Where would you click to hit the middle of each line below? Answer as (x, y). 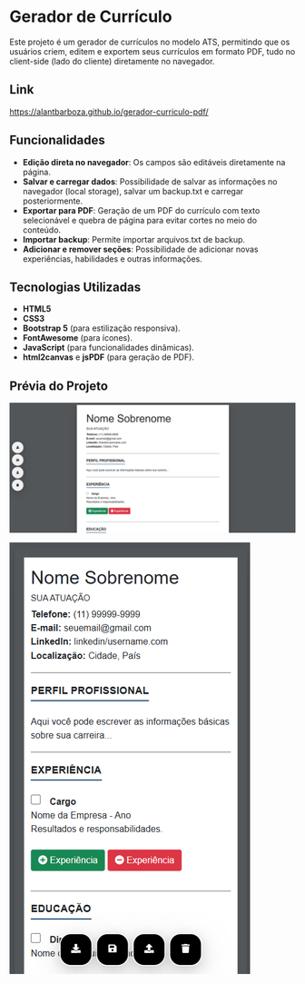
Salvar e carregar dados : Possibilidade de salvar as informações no (150, 181)
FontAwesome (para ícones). (78, 338)
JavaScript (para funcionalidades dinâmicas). (108, 348)
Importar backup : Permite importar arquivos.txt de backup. (134, 239)
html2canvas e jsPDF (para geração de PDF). (108, 357)
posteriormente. (53, 201)
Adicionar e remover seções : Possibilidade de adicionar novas (140, 249)
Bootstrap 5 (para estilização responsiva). (102, 328)
